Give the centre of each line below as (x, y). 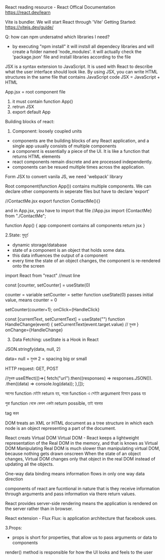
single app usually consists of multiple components (64, 146)
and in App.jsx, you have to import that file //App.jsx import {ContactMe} (79, 210)
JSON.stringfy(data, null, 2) (33, 349)
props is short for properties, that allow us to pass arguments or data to (85, 537)
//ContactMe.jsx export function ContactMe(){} (53, 201)
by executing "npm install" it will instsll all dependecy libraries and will (83, 46)
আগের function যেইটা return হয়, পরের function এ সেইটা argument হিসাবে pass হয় (76, 393)
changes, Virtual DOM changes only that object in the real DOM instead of (80, 459)
